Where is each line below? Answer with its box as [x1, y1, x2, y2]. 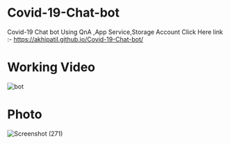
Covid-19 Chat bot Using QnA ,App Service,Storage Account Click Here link [7, 28, 224, 36]
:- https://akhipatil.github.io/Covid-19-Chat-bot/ [7, 35, 144, 43]
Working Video [7, 60, 96, 75]
